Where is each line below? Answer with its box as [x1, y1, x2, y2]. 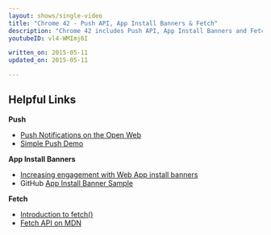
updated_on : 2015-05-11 [8, 56, 89, 64]
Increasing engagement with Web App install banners [19, 170, 198, 179]
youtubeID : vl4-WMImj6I [8, 34, 89, 43]
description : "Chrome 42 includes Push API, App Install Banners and [8, 27, 248, 35]
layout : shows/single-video [8, 11, 103, 20]
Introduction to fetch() [19, 209, 94, 219]
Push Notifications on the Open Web [19, 130, 142, 139]
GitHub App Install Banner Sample [19, 178, 133, 188]
